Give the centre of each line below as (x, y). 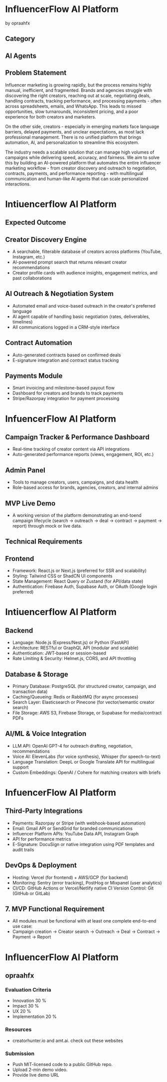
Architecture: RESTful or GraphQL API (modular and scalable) (75, 648)
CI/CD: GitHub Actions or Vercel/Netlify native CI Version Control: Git (83, 888)
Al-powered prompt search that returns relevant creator (70, 262)
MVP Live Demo (30, 503)
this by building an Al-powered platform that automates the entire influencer (83, 162)
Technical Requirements (44, 542)
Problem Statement (36, 73)
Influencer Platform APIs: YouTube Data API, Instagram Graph (75, 833)
